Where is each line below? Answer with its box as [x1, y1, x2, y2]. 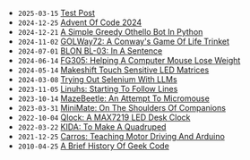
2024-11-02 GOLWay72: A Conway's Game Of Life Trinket [17, 36, 230, 46]
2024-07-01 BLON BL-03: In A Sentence [17, 46, 163, 56]
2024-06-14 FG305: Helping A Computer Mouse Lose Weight [17, 55, 241, 65]
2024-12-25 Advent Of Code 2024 [17, 17, 142, 28]
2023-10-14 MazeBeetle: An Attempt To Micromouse [17, 93, 211, 104]
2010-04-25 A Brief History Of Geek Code [17, 140, 170, 151]
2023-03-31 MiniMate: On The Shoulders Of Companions [17, 103, 227, 113]
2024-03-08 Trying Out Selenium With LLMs [17, 74, 177, 84]
